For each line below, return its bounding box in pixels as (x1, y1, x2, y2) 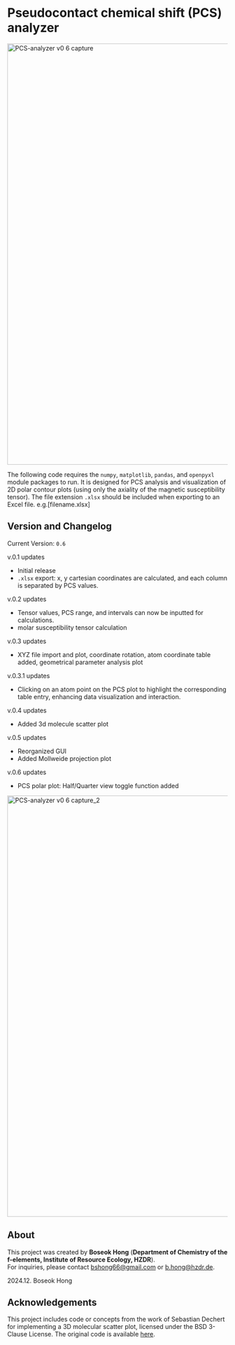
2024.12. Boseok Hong (7, 1276, 73, 1285)
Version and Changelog (7, 520, 112, 532)
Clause (7, 1330, 28, 1339)
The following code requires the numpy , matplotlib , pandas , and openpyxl (7, 470, 215, 478)
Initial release (17, 566, 56, 574)
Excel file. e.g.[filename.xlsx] (7, 500, 91, 508)
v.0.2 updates (7, 595, 47, 603)
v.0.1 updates (7, 553, 45, 561)
